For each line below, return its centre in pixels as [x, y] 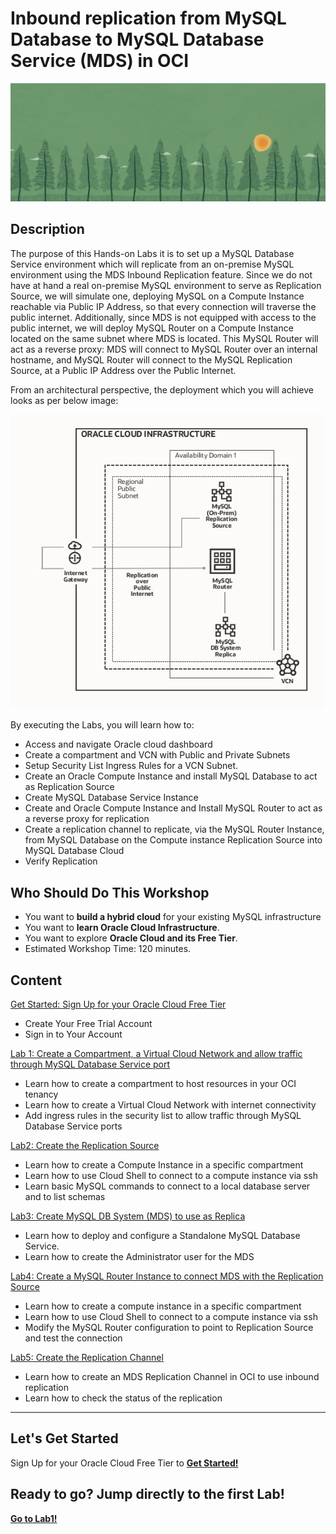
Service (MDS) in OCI [100, 61]
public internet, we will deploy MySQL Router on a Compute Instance [152, 328]
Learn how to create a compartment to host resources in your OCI [160, 1083]
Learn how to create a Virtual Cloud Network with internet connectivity [170, 1105]
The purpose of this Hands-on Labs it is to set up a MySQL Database [152, 253]
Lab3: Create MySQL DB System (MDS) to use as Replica [128, 1216]
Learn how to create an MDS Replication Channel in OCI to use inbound [172, 1376]
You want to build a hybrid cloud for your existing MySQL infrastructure [173, 917]
